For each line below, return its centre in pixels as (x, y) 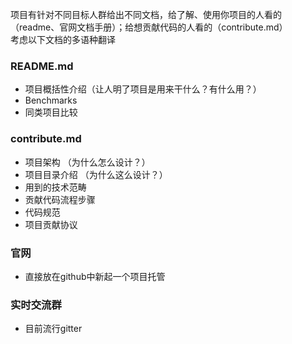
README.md (42, 66)
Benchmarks (51, 100)
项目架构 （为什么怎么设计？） (87, 162)
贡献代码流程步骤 (60, 199)
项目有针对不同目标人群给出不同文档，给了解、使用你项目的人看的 (146, 14)
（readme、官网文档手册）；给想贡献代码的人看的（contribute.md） (149, 27)
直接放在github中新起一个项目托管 (95, 276)
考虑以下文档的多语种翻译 (63, 39)
